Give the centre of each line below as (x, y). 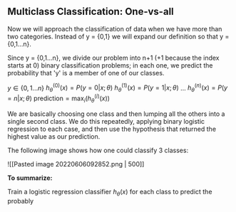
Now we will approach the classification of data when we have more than (115, 28)
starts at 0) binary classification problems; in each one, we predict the (110, 65)
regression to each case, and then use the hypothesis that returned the (112, 129)
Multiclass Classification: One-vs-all (91, 12)
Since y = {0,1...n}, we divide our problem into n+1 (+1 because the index (113, 58)
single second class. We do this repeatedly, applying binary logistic (106, 121)
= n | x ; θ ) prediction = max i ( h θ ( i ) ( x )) (59, 98)
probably (21, 201)
